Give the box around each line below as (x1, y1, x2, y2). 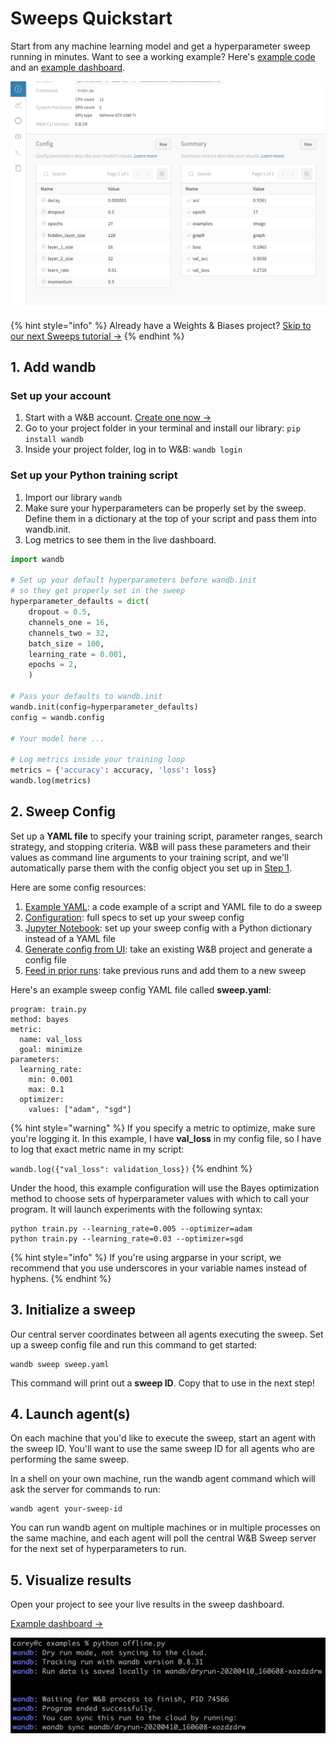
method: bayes (10, 1014, 70, 1024)
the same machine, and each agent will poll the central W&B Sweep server (10, 1532, 317, 1544)
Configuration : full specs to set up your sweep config (24, 911, 245, 923)
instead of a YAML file (24, 932, 117, 944)
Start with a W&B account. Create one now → (24, 412, 212, 424)
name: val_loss (19, 1034, 83, 1044)
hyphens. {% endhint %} (10, 1272, 112, 1284)
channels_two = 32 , (28, 628, 110, 638)
